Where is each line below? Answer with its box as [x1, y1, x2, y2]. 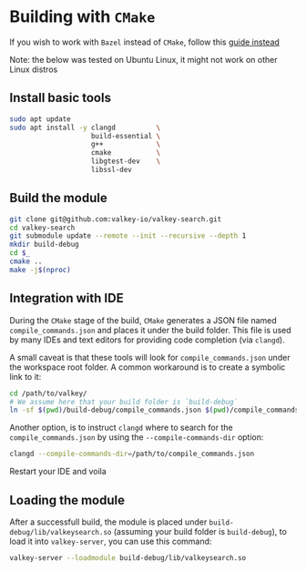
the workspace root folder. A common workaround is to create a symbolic [9, 362, 286, 373]
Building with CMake [9, 6, 156, 27]
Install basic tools [9, 90, 112, 106]
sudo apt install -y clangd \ [9, 123, 161, 132]
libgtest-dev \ [90, 157, 161, 166]
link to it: [9, 371, 42, 382]
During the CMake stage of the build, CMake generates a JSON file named [9, 314, 278, 325]
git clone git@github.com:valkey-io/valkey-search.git [9, 214, 222, 224]
